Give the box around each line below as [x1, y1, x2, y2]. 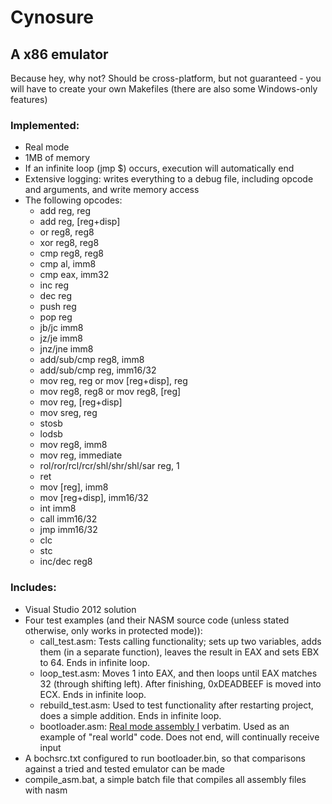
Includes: [10, 581, 57, 595]
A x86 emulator [10, 46, 109, 63]
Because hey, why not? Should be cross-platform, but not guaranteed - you [10, 72, 322, 84]
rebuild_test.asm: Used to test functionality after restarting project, [39, 699, 314, 711]
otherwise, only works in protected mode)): [24, 624, 203, 636]
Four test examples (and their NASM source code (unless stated [24, 614, 290, 626]
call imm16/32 [39, 513, 98, 525]
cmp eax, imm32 [39, 269, 110, 281]
